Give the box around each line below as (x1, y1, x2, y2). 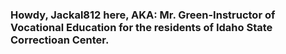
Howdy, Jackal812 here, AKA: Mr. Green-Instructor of (10, 8, 276, 22)
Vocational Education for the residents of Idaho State (10, 20, 273, 34)
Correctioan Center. (10, 33, 110, 47)
